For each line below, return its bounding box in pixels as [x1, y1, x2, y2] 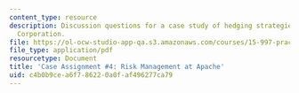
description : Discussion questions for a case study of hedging [9, 21, 253, 30]
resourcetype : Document [9, 54, 98, 63]
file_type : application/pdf [9, 46, 114, 55]
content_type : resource [9, 12, 98, 22]
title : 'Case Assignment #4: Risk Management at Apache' [9, 63, 225, 72]
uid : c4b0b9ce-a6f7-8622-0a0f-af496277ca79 [9, 71, 174, 80]
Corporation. [17, 29, 66, 38]
